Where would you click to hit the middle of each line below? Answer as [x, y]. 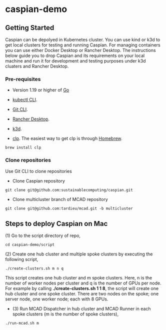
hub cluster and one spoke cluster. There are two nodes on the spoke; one [82, 294]
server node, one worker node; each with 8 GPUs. [57, 299]
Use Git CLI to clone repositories [39, 171]
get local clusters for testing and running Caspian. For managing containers [83, 45]
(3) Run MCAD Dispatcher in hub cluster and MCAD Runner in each [81, 309]
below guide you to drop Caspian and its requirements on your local [75, 55]
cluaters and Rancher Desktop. [37, 66]
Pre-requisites [23, 79]
